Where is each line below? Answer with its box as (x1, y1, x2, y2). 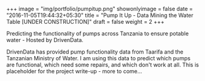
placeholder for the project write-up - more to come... (6, 68, 142, 75)
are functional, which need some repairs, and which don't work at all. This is (6, 61, 199, 68)
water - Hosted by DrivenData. (6, 37, 84, 43)
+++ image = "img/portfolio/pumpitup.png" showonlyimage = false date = (6, 5, 193, 12)
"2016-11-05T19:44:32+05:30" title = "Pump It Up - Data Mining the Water (6, 12, 194, 19)
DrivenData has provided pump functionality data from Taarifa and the (6, 48, 184, 55)
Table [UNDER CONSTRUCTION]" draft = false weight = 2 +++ (6, 18, 164, 25)
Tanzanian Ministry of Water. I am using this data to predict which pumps (6, 55, 191, 62)
